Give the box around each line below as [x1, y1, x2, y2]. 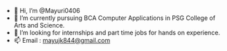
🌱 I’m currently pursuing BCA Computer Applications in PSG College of [13, 14, 216, 22]
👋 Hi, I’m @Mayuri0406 [13, 7, 81, 14]
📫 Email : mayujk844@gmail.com [13, 37, 111, 44]
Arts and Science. [13, 21, 65, 29]
